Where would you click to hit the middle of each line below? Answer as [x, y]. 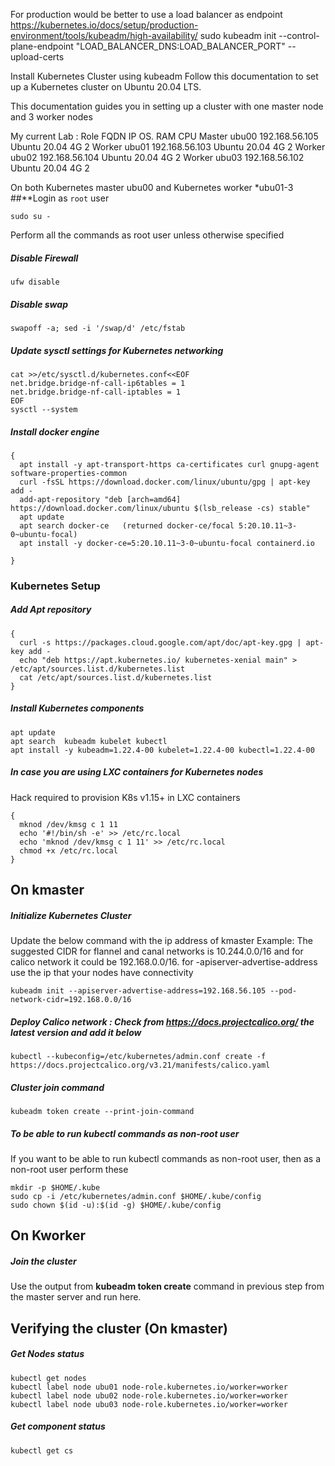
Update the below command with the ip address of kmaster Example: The [161, 941]
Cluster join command [57, 1087]
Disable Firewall [44, 258]
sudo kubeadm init [238, 35]
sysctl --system [44, 409]
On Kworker [48, 1235]
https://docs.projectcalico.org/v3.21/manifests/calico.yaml [140, 1065]
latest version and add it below [76, 1032]
